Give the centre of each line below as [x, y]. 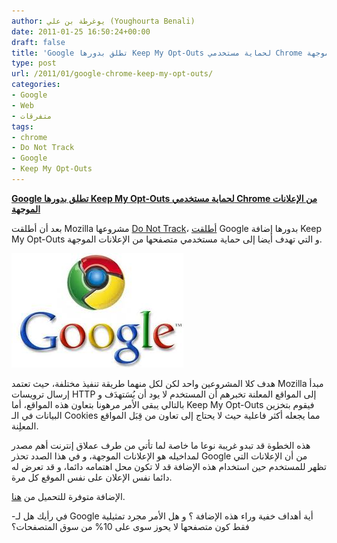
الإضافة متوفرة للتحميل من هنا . [68, 496]
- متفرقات [32, 116]
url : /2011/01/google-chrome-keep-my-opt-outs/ [112, 74]
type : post [34, 63]
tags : [22, 126]
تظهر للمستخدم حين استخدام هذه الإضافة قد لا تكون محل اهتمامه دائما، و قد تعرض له [169, 466]
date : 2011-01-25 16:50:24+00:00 [81, 31]
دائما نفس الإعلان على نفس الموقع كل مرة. [92, 477]
